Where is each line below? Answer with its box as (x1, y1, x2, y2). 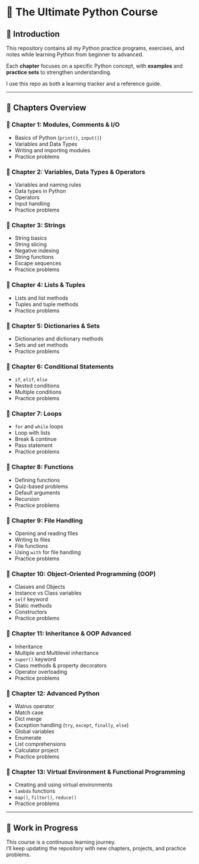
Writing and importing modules (14, 146, 91, 153)
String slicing (14, 241, 47, 248)
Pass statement (14, 442, 53, 449)
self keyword (14, 596, 49, 603)
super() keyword (14, 656, 56, 663)
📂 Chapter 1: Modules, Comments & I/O (6, 121, 120, 129)
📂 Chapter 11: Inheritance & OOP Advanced (6, 629, 131, 638)
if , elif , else (14, 376, 48, 383)
